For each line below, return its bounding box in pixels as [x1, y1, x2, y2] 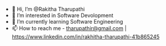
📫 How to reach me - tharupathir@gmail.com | [11, 25, 127, 32]
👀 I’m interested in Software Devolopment [11, 12, 114, 19]
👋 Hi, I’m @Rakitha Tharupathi [11, 6, 85, 12]
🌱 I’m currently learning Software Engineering [11, 18, 123, 25]
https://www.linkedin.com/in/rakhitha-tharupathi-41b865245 [11, 33, 160, 40]
